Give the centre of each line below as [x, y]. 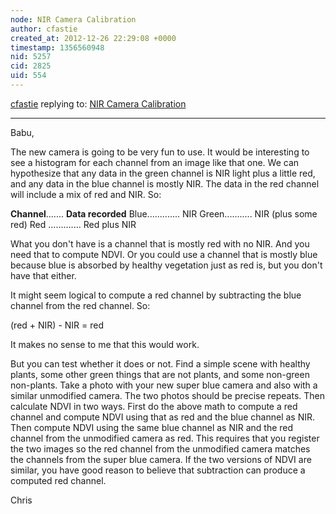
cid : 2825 [31, 66]
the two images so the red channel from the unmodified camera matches [160, 448]
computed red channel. [58, 480]
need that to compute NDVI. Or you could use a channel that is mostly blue [164, 254]
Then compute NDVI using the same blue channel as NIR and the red [152, 427]
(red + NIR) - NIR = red [57, 325]
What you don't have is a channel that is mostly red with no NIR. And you [160, 243]
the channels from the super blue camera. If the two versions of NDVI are [161, 459]
